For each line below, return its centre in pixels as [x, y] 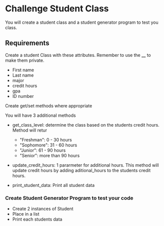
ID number [23, 96]
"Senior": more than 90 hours [50, 155]
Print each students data [37, 219]
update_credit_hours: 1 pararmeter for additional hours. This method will [85, 165]
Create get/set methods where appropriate [49, 106]
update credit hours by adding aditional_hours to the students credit [81, 170]
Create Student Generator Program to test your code [69, 198]
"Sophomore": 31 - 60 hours [48, 145]
